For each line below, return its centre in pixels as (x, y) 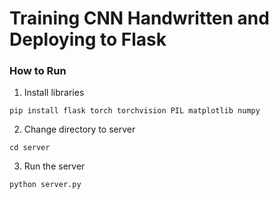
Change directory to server (79, 129)
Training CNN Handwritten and (139, 18)
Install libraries (54, 93)
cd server (30, 148)
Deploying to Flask (88, 39)
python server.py (45, 185)
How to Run (38, 71)
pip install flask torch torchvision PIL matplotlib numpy (135, 111)
